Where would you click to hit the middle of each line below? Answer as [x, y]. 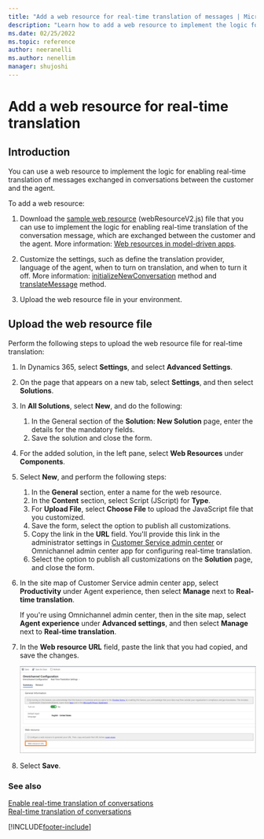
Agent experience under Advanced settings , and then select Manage [134, 623]
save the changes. [49, 655]
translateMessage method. [63, 284]
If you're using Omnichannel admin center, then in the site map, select [133, 614]
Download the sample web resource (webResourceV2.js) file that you [132, 218]
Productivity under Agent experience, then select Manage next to [127, 591]
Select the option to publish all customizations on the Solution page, [142, 559]
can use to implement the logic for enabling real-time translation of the [134, 227]
